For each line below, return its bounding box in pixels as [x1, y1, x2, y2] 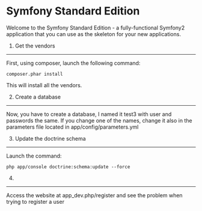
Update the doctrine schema [14, 135, 86, 142]
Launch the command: [6, 152, 62, 159]
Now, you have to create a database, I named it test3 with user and [6, 110, 172, 118]
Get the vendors [14, 42, 55, 49]
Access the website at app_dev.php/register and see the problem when [6, 191, 183, 199]
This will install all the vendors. [6, 81, 82, 88]
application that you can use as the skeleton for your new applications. [6, 30, 182, 37]
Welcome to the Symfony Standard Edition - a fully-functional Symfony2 [6, 24, 185, 31]
